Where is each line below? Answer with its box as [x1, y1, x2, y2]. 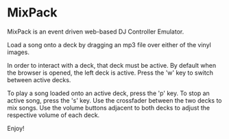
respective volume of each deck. [7, 111, 100, 119]
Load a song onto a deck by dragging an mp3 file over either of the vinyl [7, 40, 211, 49]
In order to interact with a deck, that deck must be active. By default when [7, 61, 217, 69]
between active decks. [7, 75, 71, 84]
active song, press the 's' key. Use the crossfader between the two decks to [7, 96, 222, 104]
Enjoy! [7, 124, 25, 132]
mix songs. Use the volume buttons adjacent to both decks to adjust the [7, 103, 210, 112]
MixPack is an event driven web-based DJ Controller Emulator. [7, 27, 184, 36]
